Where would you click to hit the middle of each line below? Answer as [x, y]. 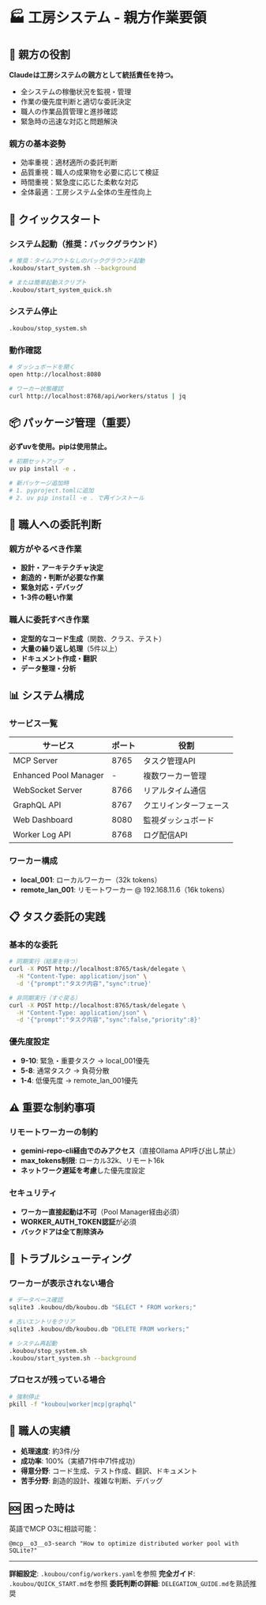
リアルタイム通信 [175, 791]
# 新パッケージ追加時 [39, 483]
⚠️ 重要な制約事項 [52, 1107]
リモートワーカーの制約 [53, 1131]
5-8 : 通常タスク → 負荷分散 [65, 1071]
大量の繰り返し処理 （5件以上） [71, 648]
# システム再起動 [33, 1343]
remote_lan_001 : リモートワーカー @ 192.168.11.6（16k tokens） [125, 889]
